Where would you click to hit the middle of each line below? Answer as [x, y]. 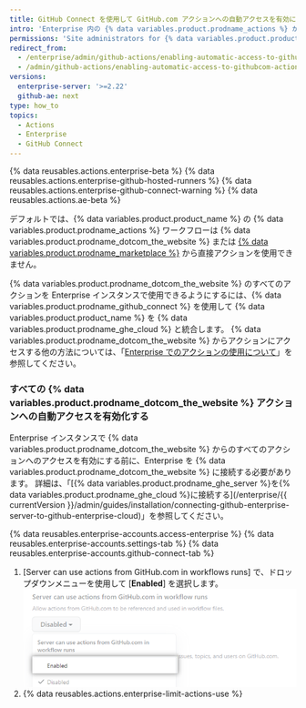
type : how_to [34, 106]
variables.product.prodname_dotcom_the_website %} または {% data [139, 242]
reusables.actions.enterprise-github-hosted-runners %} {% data [131, 181]
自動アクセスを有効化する [93, 416]
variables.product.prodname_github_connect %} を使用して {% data [138, 306]
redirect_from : [38, 48]
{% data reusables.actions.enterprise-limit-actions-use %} [133, 694]
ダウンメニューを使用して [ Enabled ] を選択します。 [127, 583]
